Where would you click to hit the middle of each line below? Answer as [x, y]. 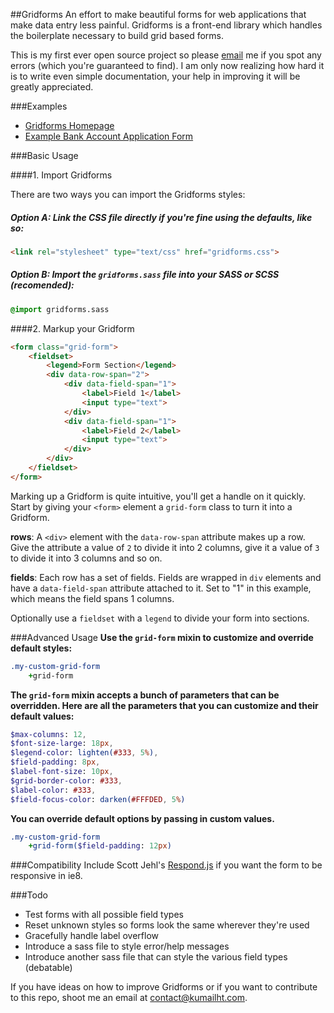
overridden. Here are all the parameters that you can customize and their [164, 705]
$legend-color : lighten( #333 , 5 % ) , [84, 753]
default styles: [41, 648]
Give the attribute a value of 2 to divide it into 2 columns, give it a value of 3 [165, 547]
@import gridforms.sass [60, 309]
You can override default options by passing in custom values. [142, 818]
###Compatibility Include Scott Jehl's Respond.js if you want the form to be [166, 865]
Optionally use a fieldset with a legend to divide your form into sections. [160, 618]
